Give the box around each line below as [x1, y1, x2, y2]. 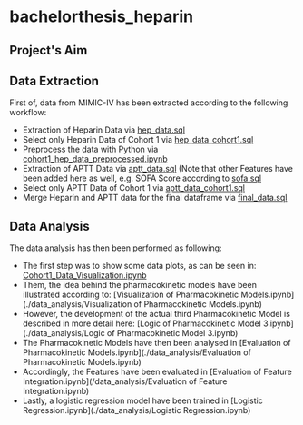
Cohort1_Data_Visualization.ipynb [22, 270, 147, 281]
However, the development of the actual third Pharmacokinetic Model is [22, 309, 290, 320]
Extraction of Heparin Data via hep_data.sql [22, 124, 186, 135]
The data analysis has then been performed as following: [9, 242, 222, 253]
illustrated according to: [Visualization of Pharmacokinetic [22, 289, 239, 301]
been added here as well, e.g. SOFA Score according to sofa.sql [22, 173, 261, 183]
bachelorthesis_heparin [9, 6, 193, 27]
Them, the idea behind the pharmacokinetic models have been [22, 280, 257, 291]
